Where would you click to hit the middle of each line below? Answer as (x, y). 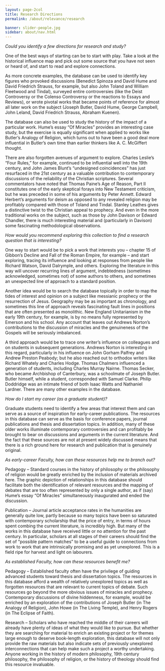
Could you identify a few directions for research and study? (66, 46)
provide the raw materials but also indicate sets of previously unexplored (79, 643)
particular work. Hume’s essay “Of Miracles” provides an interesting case (79, 127)
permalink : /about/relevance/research (45, 19)
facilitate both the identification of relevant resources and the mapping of (79, 485)
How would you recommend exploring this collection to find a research (77, 235)
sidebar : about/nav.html (31, 32)
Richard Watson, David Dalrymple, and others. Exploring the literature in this (82, 266)
